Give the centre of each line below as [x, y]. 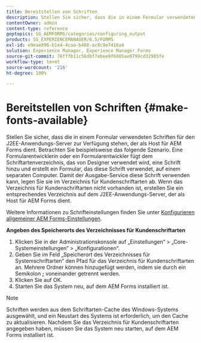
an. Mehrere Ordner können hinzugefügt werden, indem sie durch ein [100, 268]
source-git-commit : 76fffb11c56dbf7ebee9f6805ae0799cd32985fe [85, 56]
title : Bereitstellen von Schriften [52, 12]
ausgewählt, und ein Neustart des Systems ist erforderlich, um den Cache [97, 316]
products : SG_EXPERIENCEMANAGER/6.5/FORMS [60, 40]
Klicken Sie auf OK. [39, 280]
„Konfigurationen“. [97, 248]
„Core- [180, 242]
